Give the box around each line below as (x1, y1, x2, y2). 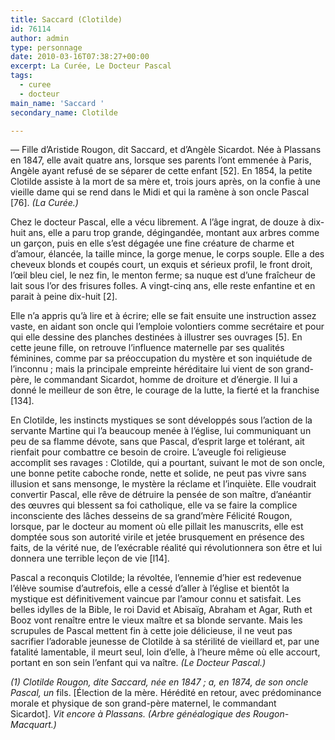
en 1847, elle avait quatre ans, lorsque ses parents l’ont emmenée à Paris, (10, 154, 312, 166)
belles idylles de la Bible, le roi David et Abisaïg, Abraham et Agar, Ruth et (10, 604, 313, 616)
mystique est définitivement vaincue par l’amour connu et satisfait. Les (10, 593, 302, 605)
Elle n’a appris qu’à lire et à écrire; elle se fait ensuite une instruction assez (10, 310, 317, 322)
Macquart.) (10, 719, 57, 731)
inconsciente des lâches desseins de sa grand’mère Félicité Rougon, (10, 510, 293, 522)
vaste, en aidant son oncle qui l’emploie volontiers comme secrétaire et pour (10, 321, 325, 333)
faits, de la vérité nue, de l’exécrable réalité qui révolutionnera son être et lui (10, 542, 323, 554)
